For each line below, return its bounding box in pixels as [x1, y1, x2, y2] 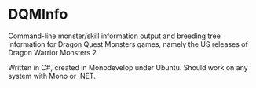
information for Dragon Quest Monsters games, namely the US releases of [8, 39, 249, 48]
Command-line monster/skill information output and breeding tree [8, 31, 221, 40]
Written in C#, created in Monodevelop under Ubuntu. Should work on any [8, 62, 249, 72]
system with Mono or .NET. [8, 71, 96, 80]
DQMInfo [8, 5, 68, 23]
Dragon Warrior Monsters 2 [8, 48, 97, 57]
